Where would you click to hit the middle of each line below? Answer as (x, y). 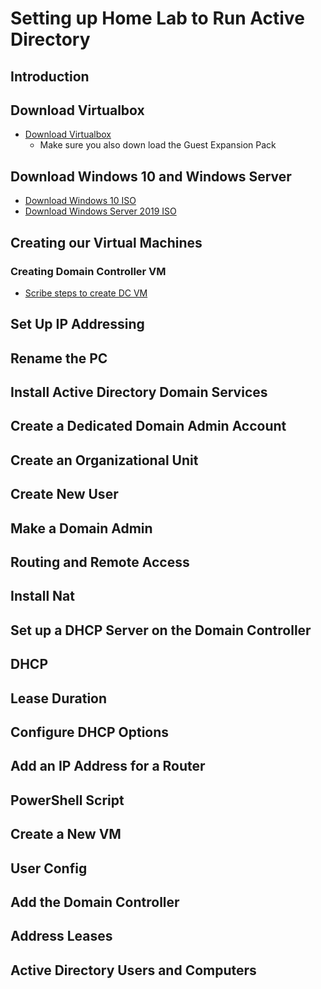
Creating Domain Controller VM (88, 271)
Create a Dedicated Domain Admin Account (148, 426)
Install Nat (42, 596)
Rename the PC (59, 358)
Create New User (64, 494)
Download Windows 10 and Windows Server (151, 176)
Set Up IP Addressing (77, 324)
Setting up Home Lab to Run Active (157, 18)
